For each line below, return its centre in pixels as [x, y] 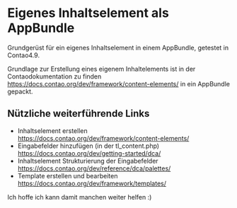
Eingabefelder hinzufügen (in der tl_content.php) [88, 146]
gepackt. [20, 91]
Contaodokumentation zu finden [54, 76]
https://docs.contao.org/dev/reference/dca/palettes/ [94, 168]
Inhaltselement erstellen [52, 131]
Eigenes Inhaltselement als [88, 13]
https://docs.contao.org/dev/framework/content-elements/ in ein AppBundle [118, 83]
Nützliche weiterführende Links [79, 114]
